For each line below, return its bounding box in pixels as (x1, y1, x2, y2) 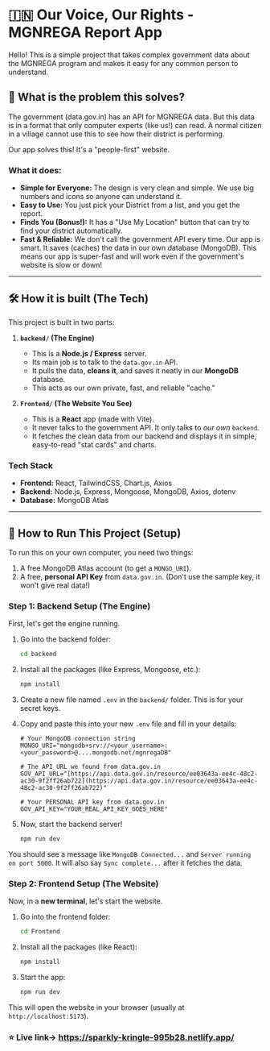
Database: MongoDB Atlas (19, 496, 109, 505)
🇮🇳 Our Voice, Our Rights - (8, 6, 194, 24)
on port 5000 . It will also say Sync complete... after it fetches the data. (8, 858, 243, 867)
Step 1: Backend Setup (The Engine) (8, 600, 151, 612)
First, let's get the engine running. (8, 619, 121, 629)
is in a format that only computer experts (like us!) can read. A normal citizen (8, 120, 262, 130)
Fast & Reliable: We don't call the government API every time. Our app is (19, 235, 261, 244)
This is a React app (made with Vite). (31, 413, 155, 424)
